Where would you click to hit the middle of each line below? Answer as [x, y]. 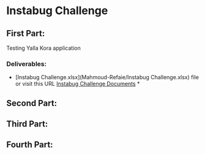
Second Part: [32, 103]
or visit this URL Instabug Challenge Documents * [77, 84]
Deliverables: [27, 64]
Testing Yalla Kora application [43, 48]
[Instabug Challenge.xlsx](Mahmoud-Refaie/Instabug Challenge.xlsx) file [107, 77]
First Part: [26, 33]
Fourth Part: [30, 145]
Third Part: [27, 124]
